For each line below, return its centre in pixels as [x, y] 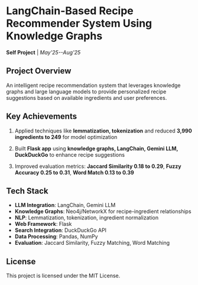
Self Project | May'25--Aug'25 [43, 52]
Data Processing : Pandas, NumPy [56, 237]
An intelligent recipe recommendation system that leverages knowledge [94, 85]
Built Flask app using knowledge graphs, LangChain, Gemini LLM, [96, 148]
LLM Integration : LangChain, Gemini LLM [65, 205]
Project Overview [39, 71]
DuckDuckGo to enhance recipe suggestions [70, 154]
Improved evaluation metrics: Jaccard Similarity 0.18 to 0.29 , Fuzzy [98, 166]
